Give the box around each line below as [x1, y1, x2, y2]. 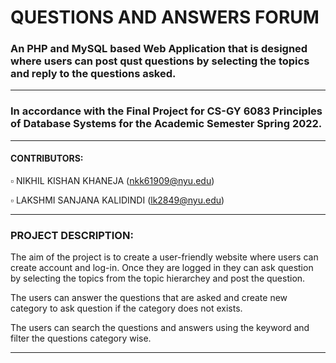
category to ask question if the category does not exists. [10, 302, 243, 315]
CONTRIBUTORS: [10, 152, 84, 165]
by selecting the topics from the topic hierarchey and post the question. [10, 272, 306, 285]
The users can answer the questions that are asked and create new [10, 292, 288, 304]
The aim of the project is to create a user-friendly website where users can [10, 251, 319, 263]
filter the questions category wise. [10, 332, 152, 345]
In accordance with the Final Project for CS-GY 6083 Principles [10, 104, 323, 118]
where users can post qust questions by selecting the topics [10, 54, 310, 68]
